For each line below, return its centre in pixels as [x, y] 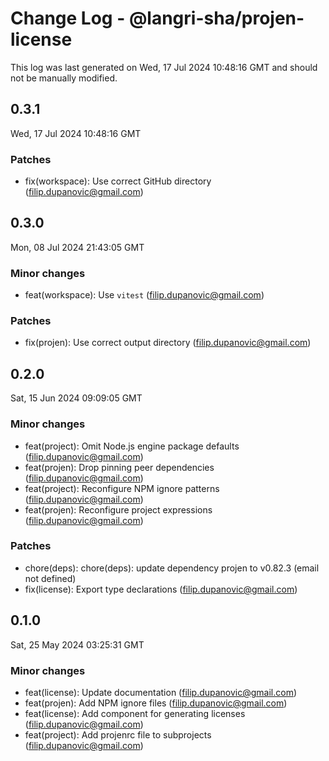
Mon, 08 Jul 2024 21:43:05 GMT [77, 247]
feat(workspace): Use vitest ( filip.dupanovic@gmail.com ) [144, 295]
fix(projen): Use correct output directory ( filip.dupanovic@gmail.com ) [168, 343]
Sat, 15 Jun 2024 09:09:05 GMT [76, 398]
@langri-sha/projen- [216, 18]
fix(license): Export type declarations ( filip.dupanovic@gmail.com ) [161, 589]
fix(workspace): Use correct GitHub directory [118, 181]
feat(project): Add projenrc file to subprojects [118, 734]
